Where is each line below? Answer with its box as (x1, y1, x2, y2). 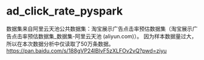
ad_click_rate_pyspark (6, 4, 123, 18)
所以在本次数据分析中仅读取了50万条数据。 (6, 40, 114, 47)
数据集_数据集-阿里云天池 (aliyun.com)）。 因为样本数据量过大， (38, 32, 197, 40)
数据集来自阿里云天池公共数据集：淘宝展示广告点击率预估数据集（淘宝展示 (6, 25, 192, 32)
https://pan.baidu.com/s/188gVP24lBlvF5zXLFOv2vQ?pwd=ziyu (6, 47, 167, 54)
